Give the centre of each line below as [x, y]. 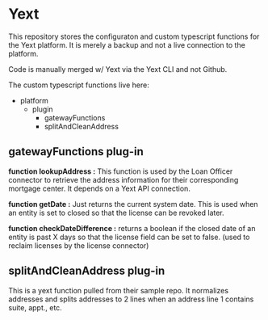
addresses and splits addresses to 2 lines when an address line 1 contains [131, 299]
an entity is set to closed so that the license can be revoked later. [116, 213]
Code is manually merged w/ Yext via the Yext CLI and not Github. [118, 69]
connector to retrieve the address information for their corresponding [124, 179]
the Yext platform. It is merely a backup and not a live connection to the [127, 44]
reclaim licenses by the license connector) [79, 245]
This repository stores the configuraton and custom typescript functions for [134, 36]
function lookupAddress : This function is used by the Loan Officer [121, 171]
